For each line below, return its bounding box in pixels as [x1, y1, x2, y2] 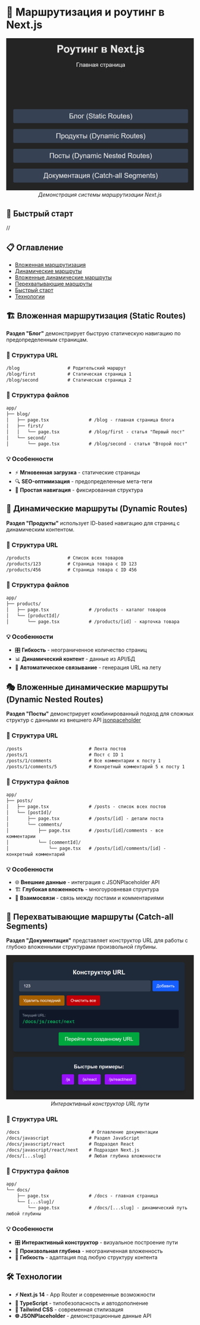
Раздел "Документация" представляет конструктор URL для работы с [6, 937, 189, 944]
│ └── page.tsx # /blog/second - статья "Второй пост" [6, 441, 187, 447]
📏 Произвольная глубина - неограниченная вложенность [14, 1247, 163, 1255]
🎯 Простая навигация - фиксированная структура [14, 486, 143, 493]
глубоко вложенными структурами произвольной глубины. [6, 943, 158, 950]
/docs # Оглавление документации [6, 1129, 159, 1135]
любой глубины [6, 1211, 42, 1217]
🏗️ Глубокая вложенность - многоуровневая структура [14, 886, 160, 893]
